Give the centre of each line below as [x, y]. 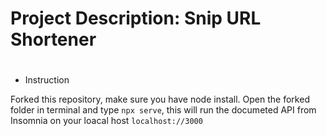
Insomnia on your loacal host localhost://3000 [106, 121]
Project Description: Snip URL [136, 18]
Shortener [53, 39]
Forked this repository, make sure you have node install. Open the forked [160, 99]
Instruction [47, 80]
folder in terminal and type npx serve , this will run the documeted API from [163, 110]
